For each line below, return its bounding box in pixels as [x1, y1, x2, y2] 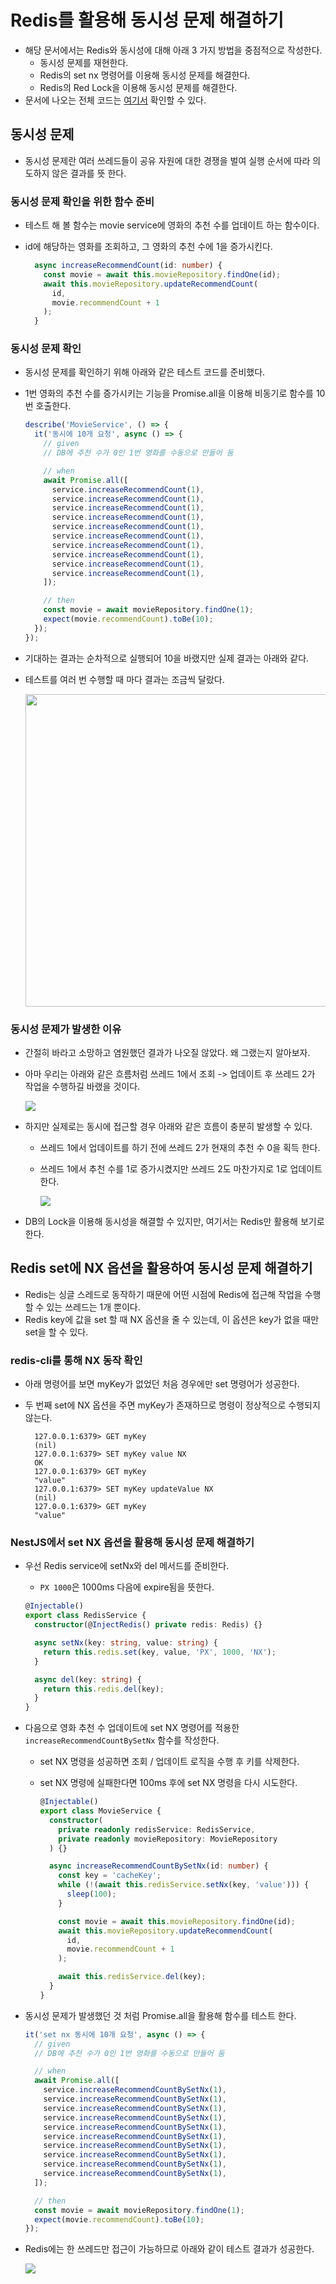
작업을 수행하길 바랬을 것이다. [24, 1081, 141, 1093]
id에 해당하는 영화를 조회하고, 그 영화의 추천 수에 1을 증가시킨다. [24, 241, 273, 253]
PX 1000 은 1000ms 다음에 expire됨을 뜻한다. [39, 1581, 215, 1593]
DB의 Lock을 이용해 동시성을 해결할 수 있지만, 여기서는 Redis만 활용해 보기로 [24, 1216, 325, 1228]
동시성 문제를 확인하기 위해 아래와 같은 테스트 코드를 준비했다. [24, 366, 266, 378]
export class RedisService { [24, 1611, 147, 1621]
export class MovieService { [39, 1806, 162, 1816]
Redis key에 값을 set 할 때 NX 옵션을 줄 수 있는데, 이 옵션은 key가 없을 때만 [24, 1313, 320, 1325]
